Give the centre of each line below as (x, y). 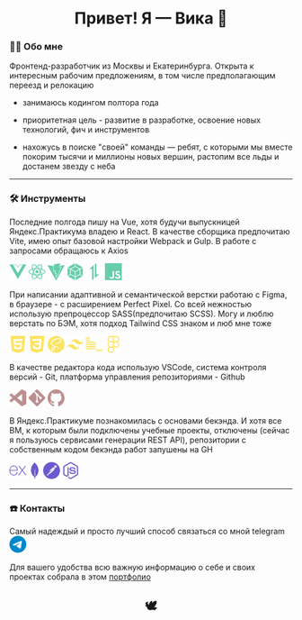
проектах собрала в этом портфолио (80, 577)
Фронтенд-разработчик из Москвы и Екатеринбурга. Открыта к (132, 66)
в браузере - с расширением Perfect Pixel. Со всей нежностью (131, 304)
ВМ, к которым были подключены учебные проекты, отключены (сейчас (150, 430)
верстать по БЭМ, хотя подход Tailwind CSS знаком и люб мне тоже (141, 323)
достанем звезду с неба (69, 167)
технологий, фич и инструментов (86, 130)
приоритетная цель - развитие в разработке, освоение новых (142, 120)
